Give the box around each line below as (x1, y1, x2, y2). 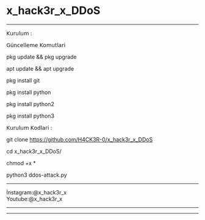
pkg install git (6, 77, 40, 84)
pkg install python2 (6, 100, 55, 107)
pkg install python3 (6, 112, 55, 119)
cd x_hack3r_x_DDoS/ (6, 147, 62, 155)
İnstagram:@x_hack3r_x (6, 188, 67, 196)
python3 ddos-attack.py (6, 171, 67, 179)
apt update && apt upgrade (6, 65, 74, 72)
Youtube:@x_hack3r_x (6, 195, 63, 202)
